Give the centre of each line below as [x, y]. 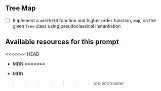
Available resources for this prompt [62, 42]
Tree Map [21, 8]
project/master [109, 83]
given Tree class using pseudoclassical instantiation [67, 26]
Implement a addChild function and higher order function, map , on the [84, 20]
